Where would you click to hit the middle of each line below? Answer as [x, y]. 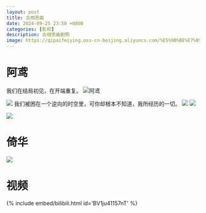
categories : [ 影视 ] [30, 29]
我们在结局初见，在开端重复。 [44, 91]
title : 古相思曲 [25, 18]
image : [15, 40]
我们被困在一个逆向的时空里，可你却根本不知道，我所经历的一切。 [97, 103]
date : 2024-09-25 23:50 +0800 [45, 23]
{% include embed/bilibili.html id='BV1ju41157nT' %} [72, 203]
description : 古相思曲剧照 [38, 35]
